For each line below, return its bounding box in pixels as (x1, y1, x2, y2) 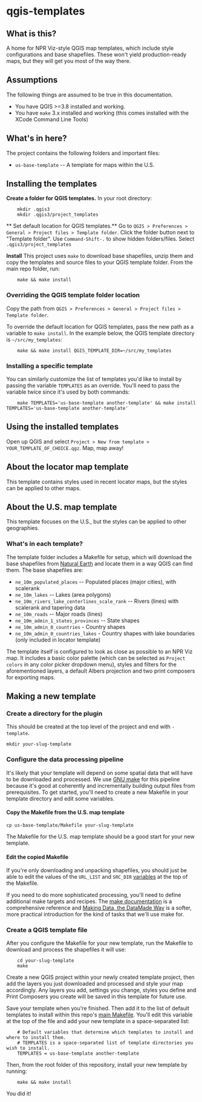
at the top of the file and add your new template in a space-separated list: (6, 1018, 190, 1025)
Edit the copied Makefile (6, 853, 68, 861)
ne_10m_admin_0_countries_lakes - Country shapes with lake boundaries (15, 630, 195, 637)
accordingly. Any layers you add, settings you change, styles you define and (6, 987, 197, 994)
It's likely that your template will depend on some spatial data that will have (6, 769, 193, 776)
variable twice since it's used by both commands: (6, 388, 130, 395)
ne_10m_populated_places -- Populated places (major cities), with (15, 578, 177, 585)
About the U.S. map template (6, 502, 117, 512)
